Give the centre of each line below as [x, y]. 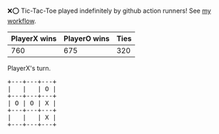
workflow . [22, 21]
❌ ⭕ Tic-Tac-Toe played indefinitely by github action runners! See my [109, 11]
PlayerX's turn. [29, 68]
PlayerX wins [34, 38]
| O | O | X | [32, 103]
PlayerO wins [87, 38]
